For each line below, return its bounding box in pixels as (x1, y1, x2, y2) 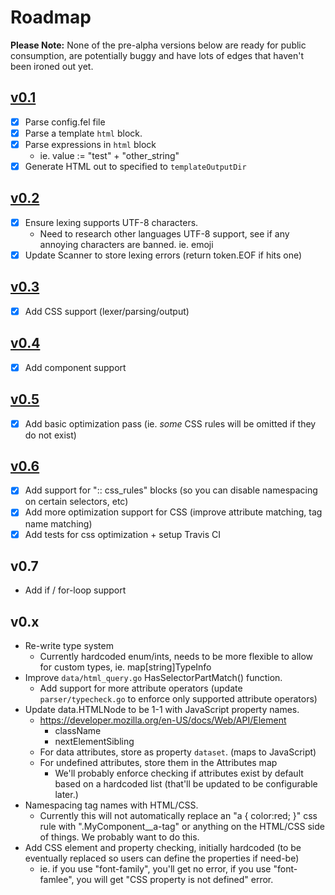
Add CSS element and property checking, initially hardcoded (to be (24, 842, 302, 854)
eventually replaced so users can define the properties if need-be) (24, 852, 300, 865)
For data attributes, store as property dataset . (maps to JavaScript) (39, 746, 317, 758)
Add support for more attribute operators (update (39, 682, 243, 695)
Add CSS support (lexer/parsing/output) (24, 305, 190, 317)
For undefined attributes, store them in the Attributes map (39, 757, 278, 769)
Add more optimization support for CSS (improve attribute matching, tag (24, 506, 323, 518)
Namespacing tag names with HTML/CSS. (24, 799, 199, 811)
